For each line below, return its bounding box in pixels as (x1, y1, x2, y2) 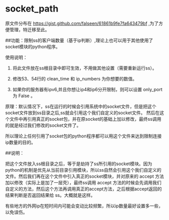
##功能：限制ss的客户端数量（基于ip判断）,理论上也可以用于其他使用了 (5, 37, 153, 43)
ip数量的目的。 (5, 139, 36, 145)
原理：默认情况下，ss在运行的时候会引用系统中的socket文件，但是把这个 (5, 103, 156, 109)
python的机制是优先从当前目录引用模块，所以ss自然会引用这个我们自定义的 (5, 167, 161, 173)
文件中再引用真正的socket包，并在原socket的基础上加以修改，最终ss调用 (9, 116, 161, 122)
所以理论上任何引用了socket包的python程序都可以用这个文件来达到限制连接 (5, 133, 162, 139)
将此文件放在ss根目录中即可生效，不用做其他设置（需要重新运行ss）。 (12, 65, 157, 71)
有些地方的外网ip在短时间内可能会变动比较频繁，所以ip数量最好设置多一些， (5, 202, 163, 209)
